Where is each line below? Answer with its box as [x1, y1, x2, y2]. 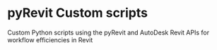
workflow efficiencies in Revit [7, 35, 93, 44]
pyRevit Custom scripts [7, 5, 148, 21]
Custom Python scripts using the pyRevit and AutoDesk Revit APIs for [7, 28, 210, 37]
